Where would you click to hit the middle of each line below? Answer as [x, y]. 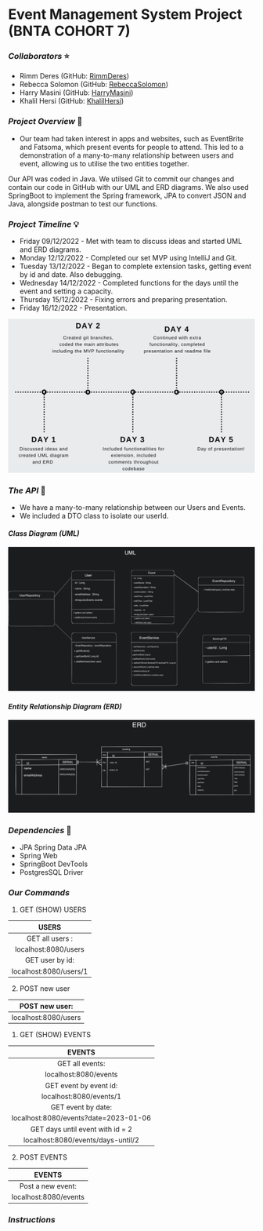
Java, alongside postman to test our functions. [83, 204]
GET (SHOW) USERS [53, 910]
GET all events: [81, 1064]
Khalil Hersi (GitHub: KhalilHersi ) [72, 101]
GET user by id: [49, 960]
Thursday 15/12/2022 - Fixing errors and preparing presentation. [123, 300]
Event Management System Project [125, 15]
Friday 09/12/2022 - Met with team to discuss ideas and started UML [131, 242]
